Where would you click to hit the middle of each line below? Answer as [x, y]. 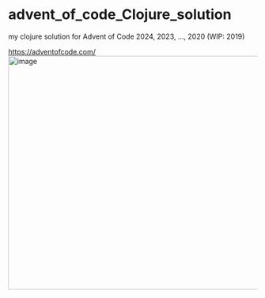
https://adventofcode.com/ [52, 51]
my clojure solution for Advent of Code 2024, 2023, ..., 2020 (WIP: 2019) [127, 36]
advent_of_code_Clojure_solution [120, 15]
